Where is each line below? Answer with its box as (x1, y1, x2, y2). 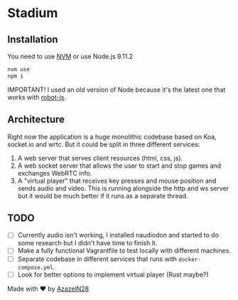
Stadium (7, 5, 58, 21)
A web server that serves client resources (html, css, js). (17, 154, 183, 162)
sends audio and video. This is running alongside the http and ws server (17, 183, 229, 193)
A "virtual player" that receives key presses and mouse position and (17, 176, 217, 185)
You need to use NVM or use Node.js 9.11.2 (7, 52, 134, 60)
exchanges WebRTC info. (17, 168, 92, 177)
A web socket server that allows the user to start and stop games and (17, 161, 222, 170)
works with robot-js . (7, 92, 66, 101)
